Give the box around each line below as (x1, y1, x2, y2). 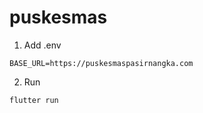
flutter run (9, 95, 59, 105)
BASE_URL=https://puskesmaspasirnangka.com (9, 58, 194, 68)
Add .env (23, 39, 62, 51)
